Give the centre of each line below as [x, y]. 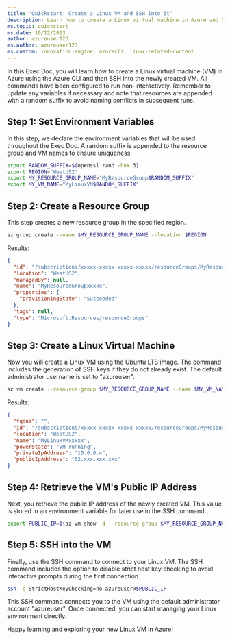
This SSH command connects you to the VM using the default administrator [114, 602]
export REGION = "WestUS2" [42, 172]
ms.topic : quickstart [38, 26]
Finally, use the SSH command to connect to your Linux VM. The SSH [105, 561]
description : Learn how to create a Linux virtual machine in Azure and [113, 20]
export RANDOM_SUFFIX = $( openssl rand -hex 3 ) [73, 165]
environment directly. [37, 616]
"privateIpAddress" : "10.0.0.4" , [61, 453]
